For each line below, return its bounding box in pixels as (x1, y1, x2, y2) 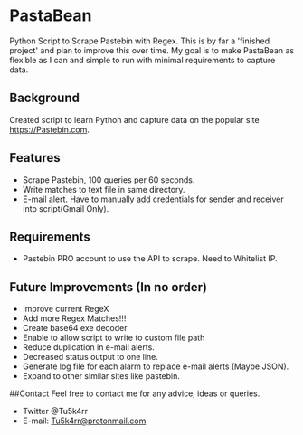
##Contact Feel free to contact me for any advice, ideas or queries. (9, 388, 260, 399)
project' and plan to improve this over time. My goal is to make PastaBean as (9, 44, 295, 55)
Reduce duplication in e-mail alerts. (22, 342, 156, 353)
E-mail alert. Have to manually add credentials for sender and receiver (22, 194, 284, 204)
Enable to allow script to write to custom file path (22, 332, 205, 344)
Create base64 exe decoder (22, 323, 128, 334)
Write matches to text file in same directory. (22, 184, 185, 194)
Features (9, 150, 61, 165)
